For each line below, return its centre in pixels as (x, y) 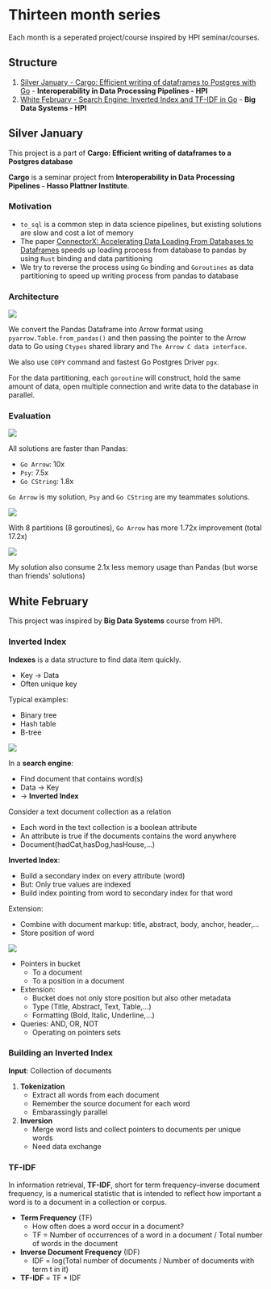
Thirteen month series (85, 15)
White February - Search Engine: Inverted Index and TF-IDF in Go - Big (138, 99)
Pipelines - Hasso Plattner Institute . (69, 185)
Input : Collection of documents (60, 1070)
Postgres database (41, 161)
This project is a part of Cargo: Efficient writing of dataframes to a (120, 153)
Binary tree (38, 715)
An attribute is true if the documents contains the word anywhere (128, 836)
